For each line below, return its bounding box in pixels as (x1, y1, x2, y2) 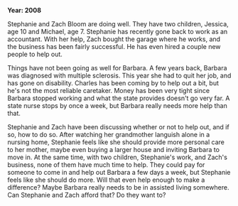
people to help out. (7, 50, 63, 58)
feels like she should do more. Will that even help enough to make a (7, 175, 205, 184)
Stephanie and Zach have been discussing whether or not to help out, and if (7, 123, 229, 131)
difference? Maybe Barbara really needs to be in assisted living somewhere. (7, 183, 229, 191)
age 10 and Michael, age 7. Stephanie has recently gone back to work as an (7, 28, 228, 36)
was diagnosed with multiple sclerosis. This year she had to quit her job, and (7, 71, 232, 80)
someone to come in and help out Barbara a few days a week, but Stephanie (7, 168, 231, 176)
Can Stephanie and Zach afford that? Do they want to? (7, 191, 166, 199)
